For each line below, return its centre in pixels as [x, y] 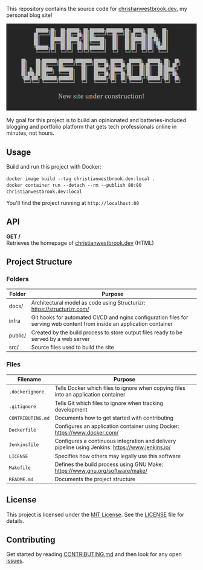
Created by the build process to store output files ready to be [107, 332]
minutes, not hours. [30, 133]
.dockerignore [27, 392]
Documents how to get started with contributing [114, 418]
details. [15, 521]
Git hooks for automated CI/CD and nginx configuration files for [110, 317]
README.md [21, 480]
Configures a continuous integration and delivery [115, 441]
